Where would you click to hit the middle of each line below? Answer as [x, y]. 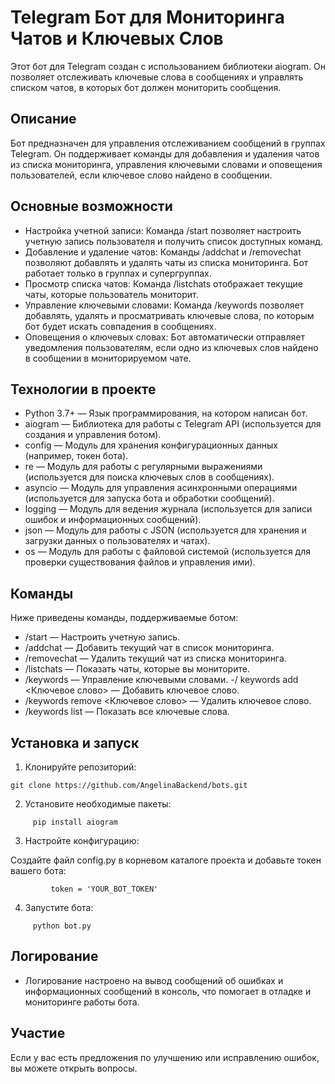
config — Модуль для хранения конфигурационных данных [151, 445]
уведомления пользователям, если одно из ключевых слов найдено [171, 347]
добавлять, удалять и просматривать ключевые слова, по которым [169, 315]
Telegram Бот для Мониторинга [147, 17]
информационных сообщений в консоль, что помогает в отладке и [168, 991]
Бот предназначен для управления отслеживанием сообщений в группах [168, 143]
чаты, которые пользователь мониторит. [111, 294]
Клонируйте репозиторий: [80, 767]
